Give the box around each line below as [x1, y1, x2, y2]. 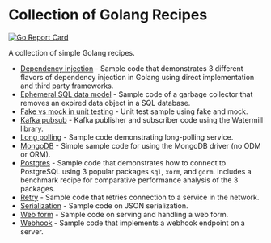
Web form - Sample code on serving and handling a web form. [19, 209, 229, 219]
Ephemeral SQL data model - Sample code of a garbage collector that [19, 89, 253, 98]
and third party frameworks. [19, 81, 114, 90]
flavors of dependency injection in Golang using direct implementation [19, 72, 255, 82]
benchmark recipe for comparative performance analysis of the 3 [19, 175, 239, 185]
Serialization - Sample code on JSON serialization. [19, 200, 188, 211]
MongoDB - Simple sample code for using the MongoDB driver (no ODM [19, 140, 261, 150]
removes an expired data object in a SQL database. [19, 98, 191, 107]
